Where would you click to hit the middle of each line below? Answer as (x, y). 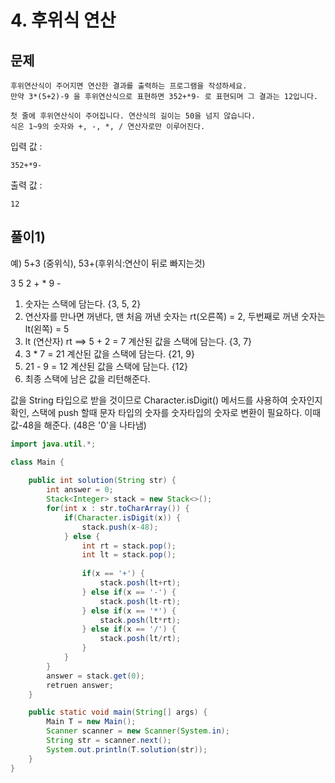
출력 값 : (26, 185)
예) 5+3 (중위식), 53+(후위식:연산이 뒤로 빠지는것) (108, 263)
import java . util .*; (53, 444)
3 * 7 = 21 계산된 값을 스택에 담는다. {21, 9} (109, 353)
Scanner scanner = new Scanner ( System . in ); (138, 731)
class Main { (37, 462)
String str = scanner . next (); (109, 741)
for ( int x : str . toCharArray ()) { (118, 509)
